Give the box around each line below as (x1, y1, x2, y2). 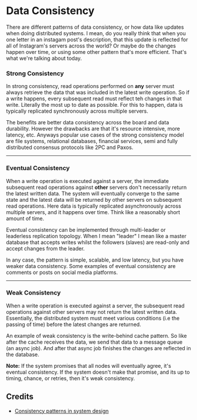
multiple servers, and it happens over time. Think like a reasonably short (6, 208, 181, 215)
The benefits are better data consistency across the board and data (6, 119, 169, 126)
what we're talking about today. (6, 55, 82, 62)
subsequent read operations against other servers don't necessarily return (6, 184, 187, 191)
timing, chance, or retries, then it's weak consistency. (6, 374, 135, 382)
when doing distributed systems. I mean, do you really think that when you (6, 29, 186, 36)
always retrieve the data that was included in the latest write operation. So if (6, 89, 189, 96)
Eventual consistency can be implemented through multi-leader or (6, 226, 166, 233)
